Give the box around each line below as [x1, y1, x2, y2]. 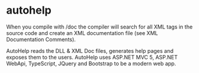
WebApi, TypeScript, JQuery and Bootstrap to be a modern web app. [6, 60, 176, 67]
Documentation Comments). [6, 36, 76, 43]
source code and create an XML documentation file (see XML [6, 29, 158, 36]
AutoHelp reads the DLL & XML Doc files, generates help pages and [6, 47, 174, 54]
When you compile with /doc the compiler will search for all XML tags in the [6, 23, 193, 30]
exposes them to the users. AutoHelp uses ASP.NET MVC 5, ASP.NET [6, 53, 178, 61]
